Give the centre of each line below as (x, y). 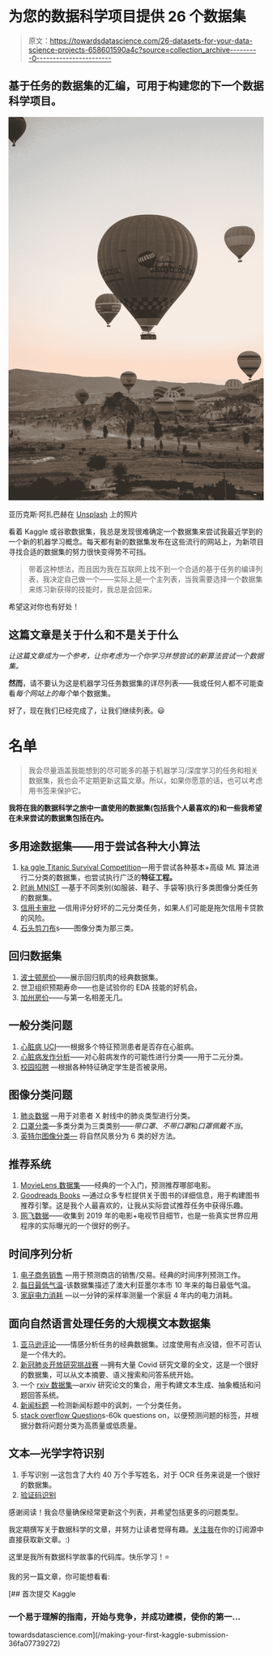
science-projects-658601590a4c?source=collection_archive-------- (142, 49)
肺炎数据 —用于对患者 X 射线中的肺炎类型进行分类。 (107, 1116)
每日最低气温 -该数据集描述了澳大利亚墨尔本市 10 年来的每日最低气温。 (137, 1285)
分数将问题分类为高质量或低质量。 (84, 1425)
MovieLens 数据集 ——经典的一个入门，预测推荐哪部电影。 (117, 1185)
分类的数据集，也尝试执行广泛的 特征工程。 (105, 878)
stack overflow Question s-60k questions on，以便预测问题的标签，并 (136, 1415)
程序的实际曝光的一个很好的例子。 (77, 1226)
